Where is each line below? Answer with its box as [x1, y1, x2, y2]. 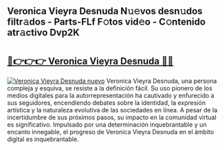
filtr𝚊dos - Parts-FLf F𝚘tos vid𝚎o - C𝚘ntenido [7, 16, 206, 28]
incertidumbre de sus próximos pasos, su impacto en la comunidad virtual [7, 113, 216, 121]
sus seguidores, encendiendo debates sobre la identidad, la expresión [7, 99, 206, 107]
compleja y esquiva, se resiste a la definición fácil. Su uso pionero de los [7, 84, 213, 92]
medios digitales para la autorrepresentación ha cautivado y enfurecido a [7, 92, 214, 99]
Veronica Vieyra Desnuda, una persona [106, 77, 217, 85]
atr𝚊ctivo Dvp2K [7, 27, 80, 38]
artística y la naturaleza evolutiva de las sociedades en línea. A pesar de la [7, 106, 218, 114]
